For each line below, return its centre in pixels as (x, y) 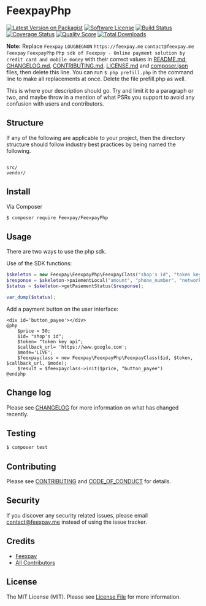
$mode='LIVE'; (35, 352)
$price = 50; (34, 331)
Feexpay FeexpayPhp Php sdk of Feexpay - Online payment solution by (96, 53)
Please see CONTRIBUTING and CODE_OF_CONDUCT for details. (89, 481)
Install (18, 192)
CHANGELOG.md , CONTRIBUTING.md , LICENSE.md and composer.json (97, 66)
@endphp (16, 374)
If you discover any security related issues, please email (77, 515)
